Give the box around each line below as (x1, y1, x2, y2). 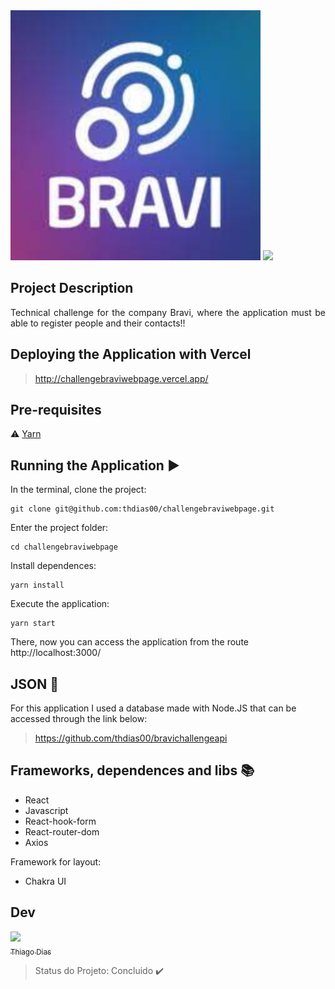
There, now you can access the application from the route (10, 636, 250, 648)
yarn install (10, 580, 65, 591)
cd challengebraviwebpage (10, 542, 118, 553)
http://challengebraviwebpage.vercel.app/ (34, 372, 209, 384)
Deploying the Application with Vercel (10, 346, 252, 363)
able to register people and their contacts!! (10, 317, 186, 329)
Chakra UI (24, 875, 67, 887)
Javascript (24, 804, 69, 816)
